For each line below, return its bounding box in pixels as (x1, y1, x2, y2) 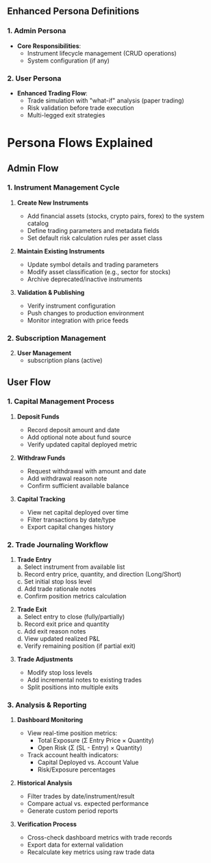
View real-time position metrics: (27, 729, 118, 737)
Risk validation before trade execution (27, 103, 135, 112)
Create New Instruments (16, 199, 89, 207)
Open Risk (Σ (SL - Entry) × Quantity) (37, 743, 142, 752)
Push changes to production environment (27, 309, 145, 317)
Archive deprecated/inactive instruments (27, 275, 142, 283)
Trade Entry (16, 556, 52, 564)
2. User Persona (7, 74, 62, 83)
